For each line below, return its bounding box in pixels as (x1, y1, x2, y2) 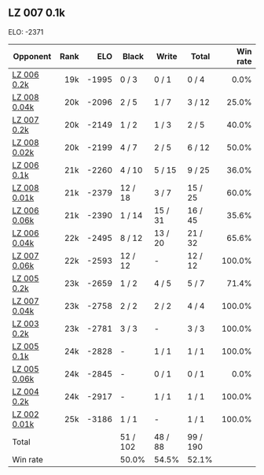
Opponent (13, 50, 52, 61)
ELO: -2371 (8, 27, 44, 36)
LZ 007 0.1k (8, 6, 65, 20)
